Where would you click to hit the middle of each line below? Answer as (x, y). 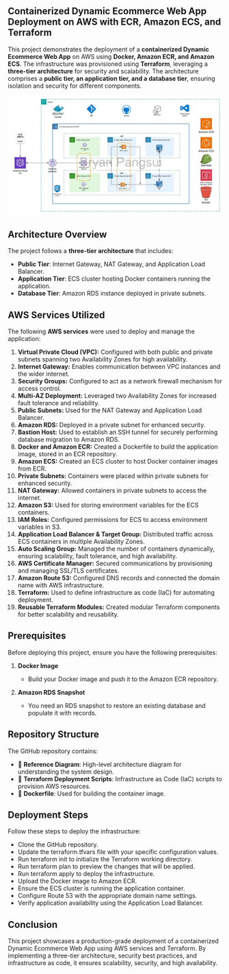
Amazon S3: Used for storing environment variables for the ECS (108, 505)
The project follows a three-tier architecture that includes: (91, 251)
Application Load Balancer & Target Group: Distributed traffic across (115, 534)
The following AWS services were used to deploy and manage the (102, 331)
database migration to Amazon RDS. (69, 439)
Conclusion (33, 924)
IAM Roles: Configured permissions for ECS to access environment (112, 520)
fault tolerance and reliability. (58, 403)
